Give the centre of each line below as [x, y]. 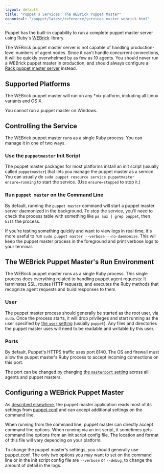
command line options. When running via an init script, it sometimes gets [78, 429]
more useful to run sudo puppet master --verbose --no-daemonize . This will [81, 236]
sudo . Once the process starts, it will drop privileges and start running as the [82, 318]
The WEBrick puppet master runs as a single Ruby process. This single [76, 274]
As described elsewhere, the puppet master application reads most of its [78, 404]
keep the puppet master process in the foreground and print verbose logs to [82, 241]
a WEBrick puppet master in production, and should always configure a [77, 63]
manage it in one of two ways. [35, 143]
